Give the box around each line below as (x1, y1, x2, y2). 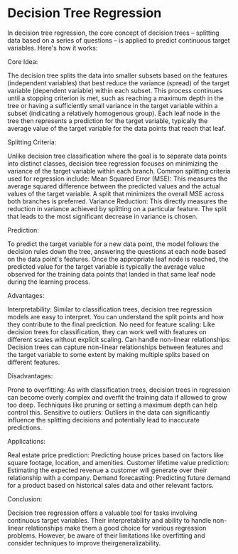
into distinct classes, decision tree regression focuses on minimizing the (7, 159, 219, 168)
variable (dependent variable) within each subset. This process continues (7, 86, 222, 95)
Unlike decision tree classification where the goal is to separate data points (7, 151, 227, 160)
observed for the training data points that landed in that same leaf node (7, 270, 216, 278)
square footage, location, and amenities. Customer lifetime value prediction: (7, 458, 229, 467)
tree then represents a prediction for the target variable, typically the (7, 116, 208, 125)
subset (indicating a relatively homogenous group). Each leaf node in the (7, 109, 220, 117)
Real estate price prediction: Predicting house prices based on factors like (7, 450, 224, 459)
